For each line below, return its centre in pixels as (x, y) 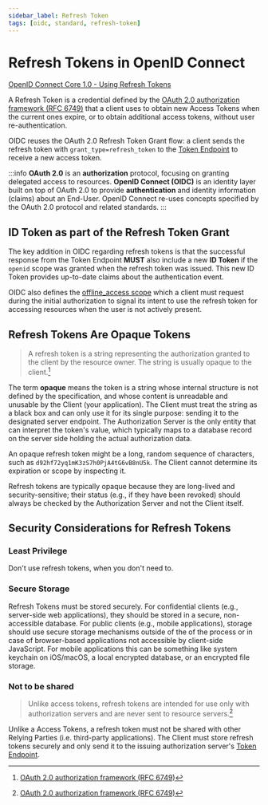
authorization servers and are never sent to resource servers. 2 (130, 713)
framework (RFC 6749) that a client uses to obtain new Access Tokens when (134, 109)
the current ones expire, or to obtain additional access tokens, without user (132, 117)
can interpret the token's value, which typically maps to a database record (130, 430)
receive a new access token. (55, 158)
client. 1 (39, 371)
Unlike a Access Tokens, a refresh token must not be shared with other (125, 729)
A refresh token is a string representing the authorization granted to (139, 354)
